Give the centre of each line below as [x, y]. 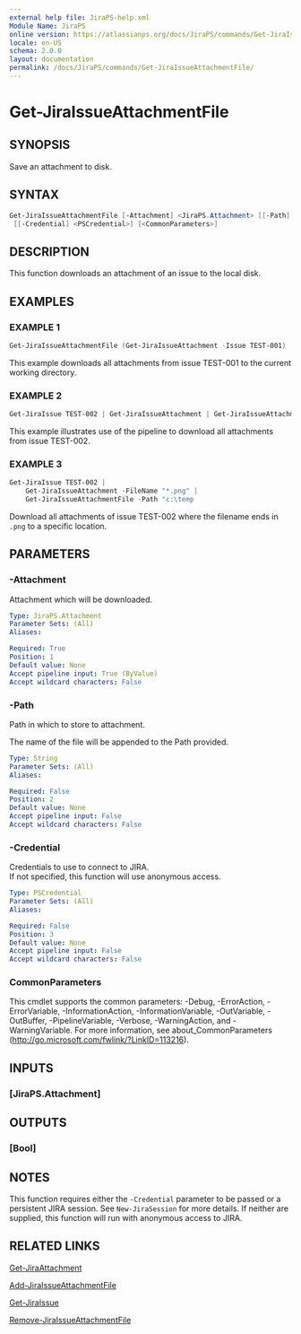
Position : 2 [31, 799]
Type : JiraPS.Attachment [56, 615]
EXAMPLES [42, 301]
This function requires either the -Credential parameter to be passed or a [145, 1199]
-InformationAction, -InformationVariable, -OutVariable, [164, 1011]
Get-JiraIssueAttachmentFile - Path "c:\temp [110, 500]
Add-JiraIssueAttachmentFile [63, 1285]
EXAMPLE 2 [36, 396]
